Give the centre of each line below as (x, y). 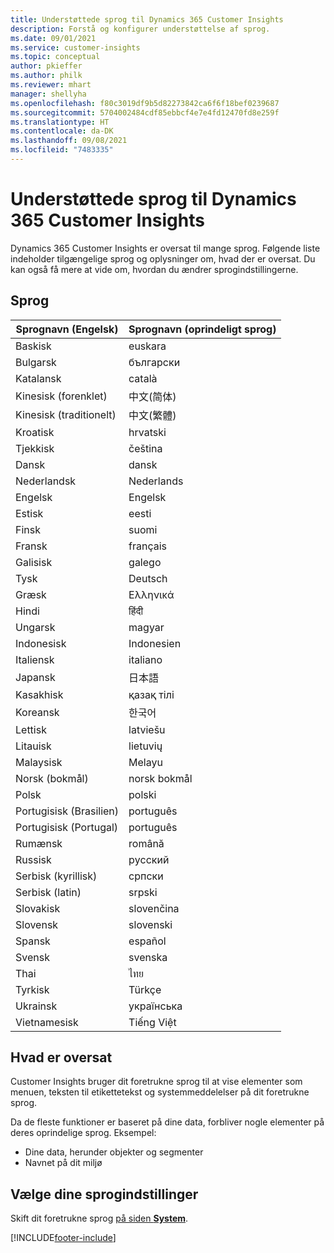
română (146, 843)
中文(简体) (152, 396)
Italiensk (35, 659)
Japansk (35, 677)
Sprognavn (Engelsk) (67, 329)
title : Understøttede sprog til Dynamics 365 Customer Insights (147, 19)
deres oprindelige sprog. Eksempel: (83, 1133)
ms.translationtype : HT (60, 122)
